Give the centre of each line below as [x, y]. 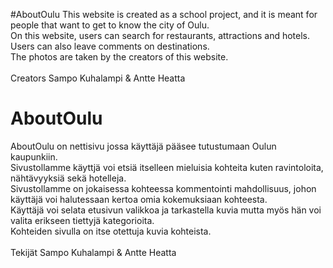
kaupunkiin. [34, 156]
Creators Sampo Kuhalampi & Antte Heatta [98, 78]
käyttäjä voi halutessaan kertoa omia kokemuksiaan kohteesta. [139, 199]
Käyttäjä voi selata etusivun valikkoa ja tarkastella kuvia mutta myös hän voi [166, 210]
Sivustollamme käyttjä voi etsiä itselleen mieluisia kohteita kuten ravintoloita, [167, 167]
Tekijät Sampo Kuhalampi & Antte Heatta [93, 252]
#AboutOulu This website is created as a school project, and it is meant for [164, 14]
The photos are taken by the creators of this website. [119, 57]
